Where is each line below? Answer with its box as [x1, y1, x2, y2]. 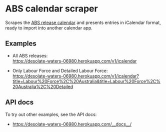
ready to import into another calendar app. [5, 24, 92, 30]
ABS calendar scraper [5, 3, 98, 14]
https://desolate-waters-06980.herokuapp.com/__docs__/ [12, 121, 132, 127]
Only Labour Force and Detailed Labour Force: [12, 67, 108, 73]
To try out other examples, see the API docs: [5, 111, 97, 117]
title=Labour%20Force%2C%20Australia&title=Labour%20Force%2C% [12, 78, 161, 84]
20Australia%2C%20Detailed [12, 83, 73, 89]
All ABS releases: [12, 52, 48, 58]
